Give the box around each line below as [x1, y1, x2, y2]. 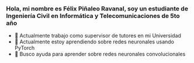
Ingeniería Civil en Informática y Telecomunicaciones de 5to [6, 12, 180, 20]
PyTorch [14, 45, 35, 51]
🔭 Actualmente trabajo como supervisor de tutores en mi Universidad [14, 32, 181, 39]
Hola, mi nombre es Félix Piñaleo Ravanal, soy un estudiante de [6, 5, 189, 13]
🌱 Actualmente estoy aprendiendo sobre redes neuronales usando [14, 38, 174, 45]
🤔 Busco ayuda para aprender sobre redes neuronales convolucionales [14, 51, 186, 58]
